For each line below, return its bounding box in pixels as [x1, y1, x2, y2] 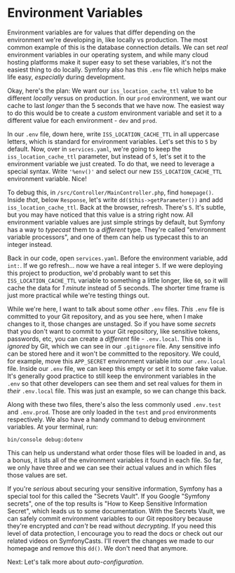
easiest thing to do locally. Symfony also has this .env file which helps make [7, 65, 227, 74]
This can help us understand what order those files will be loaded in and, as [7, 448, 226, 457]
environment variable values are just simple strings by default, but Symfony [7, 217, 225, 226]
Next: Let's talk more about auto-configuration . [7, 558, 144, 566]
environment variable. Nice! [7, 174, 87, 183]
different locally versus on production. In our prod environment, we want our [7, 93, 227, 102]
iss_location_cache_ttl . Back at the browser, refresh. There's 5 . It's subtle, [7, 203, 226, 211]
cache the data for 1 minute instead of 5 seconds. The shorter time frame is [7, 283, 225, 292]
